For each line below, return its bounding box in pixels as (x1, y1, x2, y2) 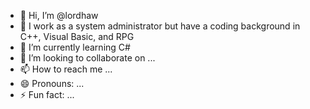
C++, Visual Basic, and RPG (19, 31, 135, 42)
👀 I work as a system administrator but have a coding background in (19, 20, 301, 32)
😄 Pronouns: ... (19, 78, 85, 89)
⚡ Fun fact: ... (19, 89, 75, 100)
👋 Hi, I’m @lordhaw (19, 10, 99, 21)
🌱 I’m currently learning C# (19, 41, 131, 53)
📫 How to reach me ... (19, 63, 113, 75)
